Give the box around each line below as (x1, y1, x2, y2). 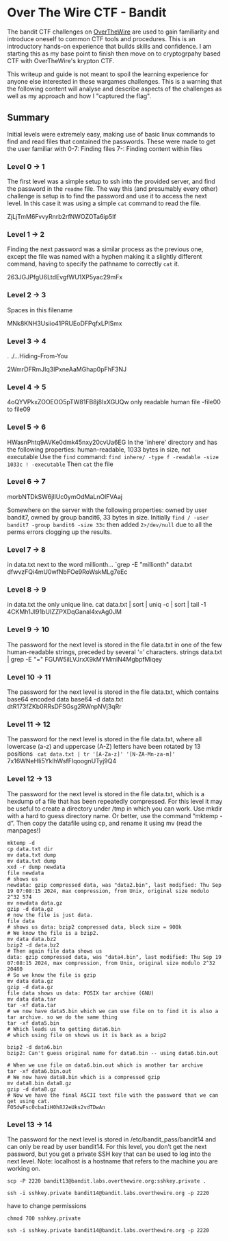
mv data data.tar (7, 995, 57, 1003)
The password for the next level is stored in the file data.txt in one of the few (7, 640, 222, 649)
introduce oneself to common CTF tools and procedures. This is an (7, 34, 196, 43)
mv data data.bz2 (7, 936, 57, 942)
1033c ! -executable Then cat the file (7, 460, 114, 468)
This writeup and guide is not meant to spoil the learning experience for (7, 70, 208, 78)
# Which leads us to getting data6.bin (7, 1025, 121, 1032)
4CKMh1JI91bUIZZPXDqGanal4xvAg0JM (7, 607, 122, 616)
